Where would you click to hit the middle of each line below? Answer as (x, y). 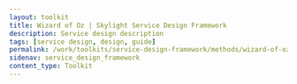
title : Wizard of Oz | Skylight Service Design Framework (118, 25)
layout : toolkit (39, 17)
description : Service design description (87, 33)
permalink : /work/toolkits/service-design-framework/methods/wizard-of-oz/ (152, 50)
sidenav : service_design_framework (75, 58)
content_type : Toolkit (51, 66)
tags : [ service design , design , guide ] (83, 42)
